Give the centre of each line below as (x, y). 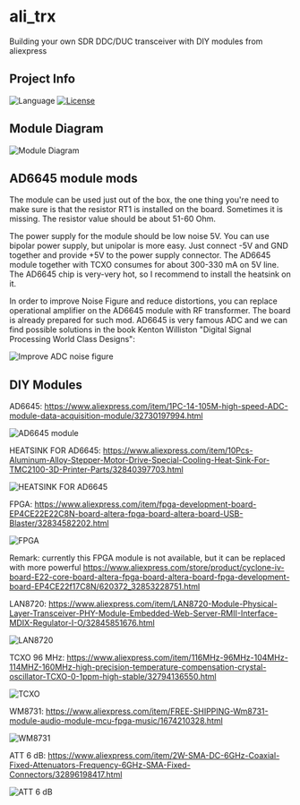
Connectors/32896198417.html (66, 775)
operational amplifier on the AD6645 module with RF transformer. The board (150, 311)
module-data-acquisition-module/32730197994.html (106, 416)
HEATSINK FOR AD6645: (55, 450)
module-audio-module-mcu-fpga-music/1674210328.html (116, 721)
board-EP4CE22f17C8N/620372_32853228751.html (105, 587)
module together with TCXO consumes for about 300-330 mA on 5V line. (144, 265)
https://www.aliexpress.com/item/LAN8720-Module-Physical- (163, 604)
